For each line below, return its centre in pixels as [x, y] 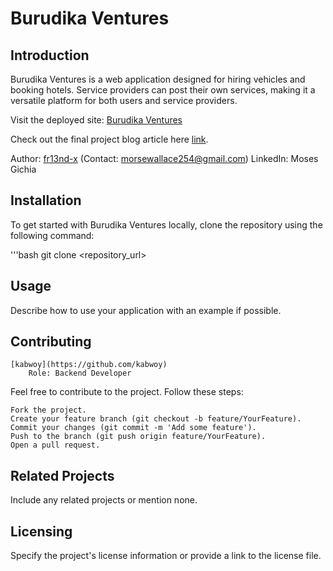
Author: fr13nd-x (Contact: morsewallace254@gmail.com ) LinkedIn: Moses [164, 158]
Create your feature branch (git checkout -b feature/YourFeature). [156, 419]
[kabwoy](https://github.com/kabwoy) [89, 365]
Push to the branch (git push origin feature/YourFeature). [138, 437]
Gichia [23, 169]
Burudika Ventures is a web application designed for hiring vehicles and [158, 79]
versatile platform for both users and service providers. [124, 100]
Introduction [50, 55]
